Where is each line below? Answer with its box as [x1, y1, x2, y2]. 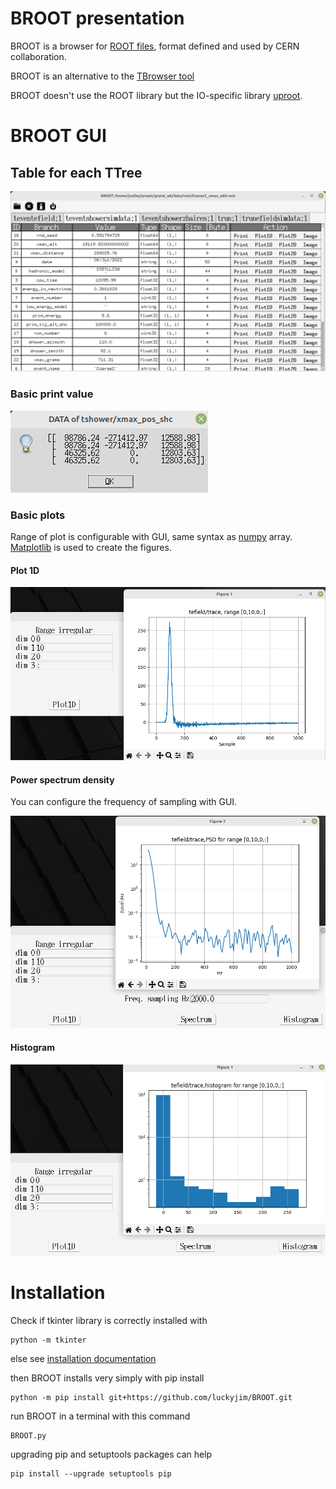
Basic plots [10, 508, 66, 522]
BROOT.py [10, 1431, 47, 1441]
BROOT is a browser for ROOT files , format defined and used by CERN [10, 40, 300, 52]
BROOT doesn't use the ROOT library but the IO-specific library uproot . [10, 89, 303, 101]
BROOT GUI [10, 125, 107, 147]
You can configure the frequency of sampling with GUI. [10, 796, 238, 808]
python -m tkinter [10, 1335, 87, 1345]
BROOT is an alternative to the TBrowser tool [10, 70, 195, 82]
